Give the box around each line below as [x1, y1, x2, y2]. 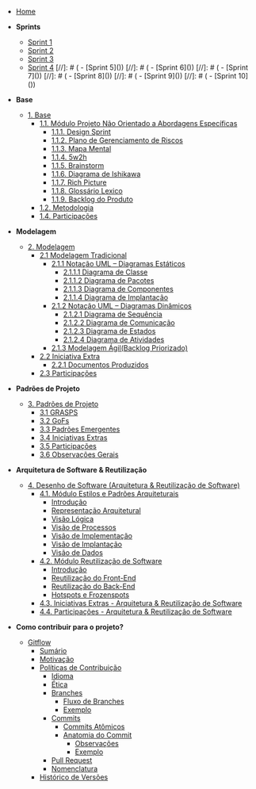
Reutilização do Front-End [51, 573, 136, 582]
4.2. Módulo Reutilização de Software [39, 557, 162, 565]
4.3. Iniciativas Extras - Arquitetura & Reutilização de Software [39, 599, 243, 607]
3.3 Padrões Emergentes [39, 424, 120, 434]
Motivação [39, 654, 75, 664]
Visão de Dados [51, 548, 103, 557]
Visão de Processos [51, 523, 117, 532]
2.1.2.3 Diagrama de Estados [63, 327, 156, 335]
